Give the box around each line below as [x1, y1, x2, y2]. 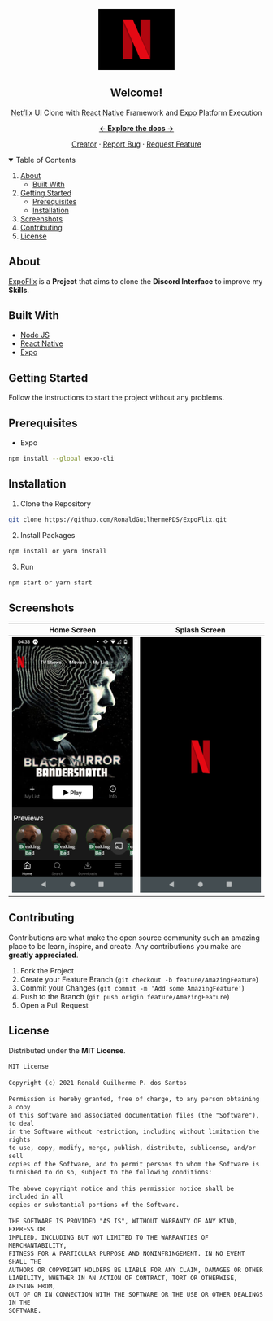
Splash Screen [175, 624, 226, 635]
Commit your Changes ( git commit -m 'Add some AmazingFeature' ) [19, 982, 245, 993]
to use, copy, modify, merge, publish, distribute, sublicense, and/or [8, 1144, 256, 1152]
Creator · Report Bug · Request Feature [71, 139, 201, 149]
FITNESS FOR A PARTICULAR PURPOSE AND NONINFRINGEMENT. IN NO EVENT [8, 1249, 245, 1258]
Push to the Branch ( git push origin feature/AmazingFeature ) [19, 991, 230, 1001]
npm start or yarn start [8, 579, 93, 587]
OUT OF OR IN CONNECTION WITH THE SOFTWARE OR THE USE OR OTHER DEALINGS [8, 1290, 264, 1298]
